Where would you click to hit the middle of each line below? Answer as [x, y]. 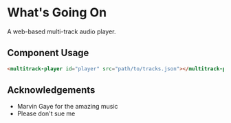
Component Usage [48, 53]
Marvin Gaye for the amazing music [67, 107]
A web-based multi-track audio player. [62, 31]
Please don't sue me [46, 113]
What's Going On [57, 13]
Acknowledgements [51, 90]
